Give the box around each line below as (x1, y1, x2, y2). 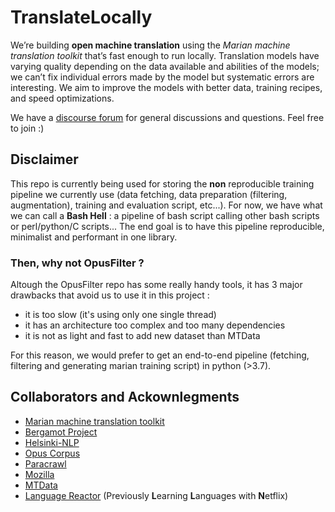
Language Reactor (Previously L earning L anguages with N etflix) (24, 489, 289, 501)
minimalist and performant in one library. (10, 231, 178, 243)
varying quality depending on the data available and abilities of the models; (10, 60, 320, 72)
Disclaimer (10, 151, 79, 168)
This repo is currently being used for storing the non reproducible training (10, 177, 315, 190)
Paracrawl (24, 457, 67, 470)
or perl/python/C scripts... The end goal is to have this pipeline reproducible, (10, 220, 325, 232)
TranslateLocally (10, 6, 153, 29)
